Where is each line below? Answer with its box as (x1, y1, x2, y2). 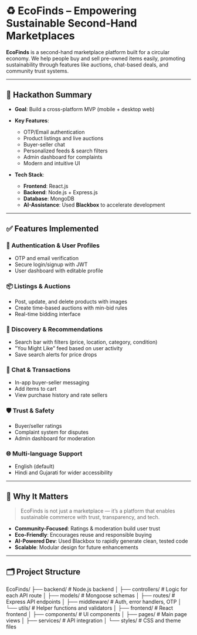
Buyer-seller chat (23, 141, 66, 148)
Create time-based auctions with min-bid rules (14, 304, 128, 311)
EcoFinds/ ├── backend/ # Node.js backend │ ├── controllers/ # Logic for (6, 586, 188, 593)
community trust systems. (6, 67, 69, 74)
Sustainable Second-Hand (6, 16, 138, 30)
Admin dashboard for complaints (23, 153, 103, 160)
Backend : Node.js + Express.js (23, 188, 98, 195)
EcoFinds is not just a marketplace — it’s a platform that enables (20, 507, 175, 514)
